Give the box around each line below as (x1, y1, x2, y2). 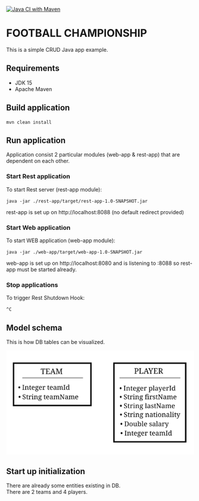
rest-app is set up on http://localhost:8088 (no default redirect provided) (6, 208, 185, 215)
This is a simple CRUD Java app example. (6, 46, 108, 53)
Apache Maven (14, 85, 52, 92)
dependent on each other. (6, 158, 70, 165)
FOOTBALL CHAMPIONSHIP (6, 27, 147, 40)
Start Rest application (6, 173, 70, 181)
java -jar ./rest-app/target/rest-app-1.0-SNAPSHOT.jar (6, 198, 148, 204)
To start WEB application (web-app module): (6, 237, 116, 244)
